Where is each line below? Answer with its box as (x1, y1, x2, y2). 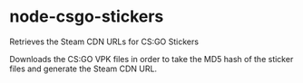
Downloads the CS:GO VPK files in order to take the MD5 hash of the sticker (9, 53, 294, 64)
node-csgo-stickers (9, 6, 164, 27)
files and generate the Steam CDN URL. (9, 63, 157, 74)
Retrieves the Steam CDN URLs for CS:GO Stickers (9, 36, 200, 47)
